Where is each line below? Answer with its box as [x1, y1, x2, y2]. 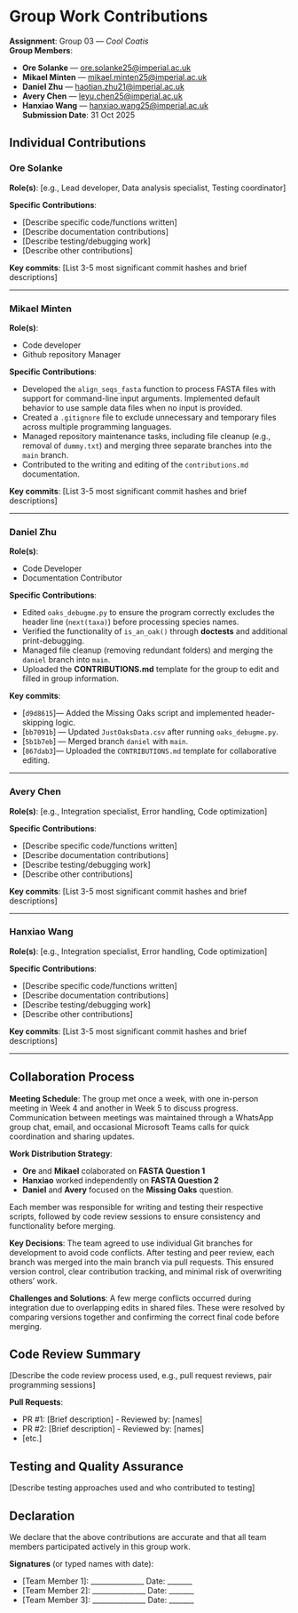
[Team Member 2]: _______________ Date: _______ [21, 1585, 194, 1596]
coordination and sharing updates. [9, 1131, 135, 1142]
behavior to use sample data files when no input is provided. [21, 402, 243, 413]
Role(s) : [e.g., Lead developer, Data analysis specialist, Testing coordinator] [9, 182, 286, 193]
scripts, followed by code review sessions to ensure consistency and [9, 1211, 261, 1222]
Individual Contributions [9, 135, 146, 150]
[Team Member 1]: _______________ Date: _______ [21, 1576, 192, 1586]
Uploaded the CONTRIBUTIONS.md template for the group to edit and [21, 664, 279, 675]
